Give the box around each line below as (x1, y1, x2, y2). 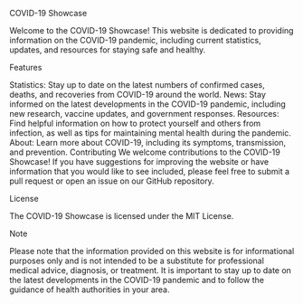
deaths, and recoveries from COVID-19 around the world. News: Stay (9, 90, 267, 100)
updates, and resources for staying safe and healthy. (9, 44, 206, 55)
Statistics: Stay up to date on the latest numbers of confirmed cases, (9, 80, 265, 90)
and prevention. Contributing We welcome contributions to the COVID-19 (9, 147, 280, 157)
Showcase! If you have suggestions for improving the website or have (9, 157, 270, 166)
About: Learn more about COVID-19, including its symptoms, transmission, (9, 138, 287, 147)
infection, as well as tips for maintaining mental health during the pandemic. (9, 128, 292, 138)
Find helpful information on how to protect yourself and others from (9, 118, 261, 128)
